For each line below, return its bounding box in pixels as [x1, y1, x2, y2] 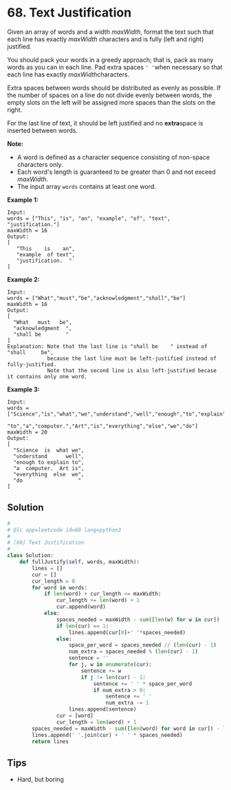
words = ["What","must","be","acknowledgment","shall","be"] [7, 294, 186, 301]
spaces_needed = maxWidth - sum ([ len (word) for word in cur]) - [32, 725, 220, 732]
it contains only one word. [7, 373, 88, 380]
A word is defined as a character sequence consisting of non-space [16, 153, 210, 161]
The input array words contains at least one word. [16, 182, 157, 190]
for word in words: [32, 584, 88, 591]
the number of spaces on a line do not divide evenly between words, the [7, 91, 212, 99]
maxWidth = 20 [7, 429, 48, 436]
